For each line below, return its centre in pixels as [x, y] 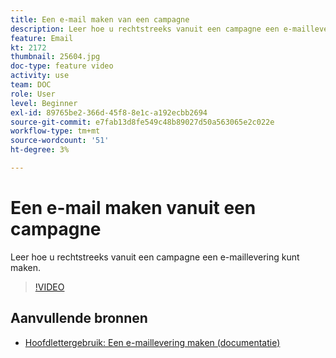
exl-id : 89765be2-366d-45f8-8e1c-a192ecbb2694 [109, 112]
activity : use [40, 76]
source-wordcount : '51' [60, 141]
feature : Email [42, 38]
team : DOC [31, 85]
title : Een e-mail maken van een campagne [100, 19]
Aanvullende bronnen [79, 318]
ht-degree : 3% [40, 150]
